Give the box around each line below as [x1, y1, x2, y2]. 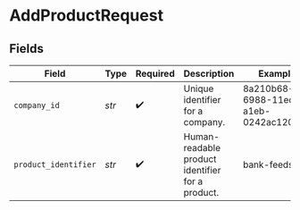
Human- [183, 130, 221, 143]
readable [183, 142, 221, 154]
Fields [9, 41, 45, 56]
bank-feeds [242, 158, 294, 171]
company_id [13, 100, 60, 110]
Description [183, 68, 235, 80]
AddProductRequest [9, 5, 163, 26]
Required [135, 68, 176, 80]
